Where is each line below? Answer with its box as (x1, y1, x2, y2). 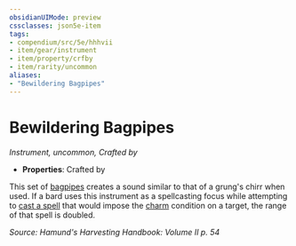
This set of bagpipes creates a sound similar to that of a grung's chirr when (9, 181, 285, 192)
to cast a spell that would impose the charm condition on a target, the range (9, 200, 287, 210)
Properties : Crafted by (21, 163, 106, 174)
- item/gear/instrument (9, 46, 98, 55)
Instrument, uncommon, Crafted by (9, 147, 138, 157)
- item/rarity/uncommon (9, 63, 98, 72)
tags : (9, 29, 29, 38)
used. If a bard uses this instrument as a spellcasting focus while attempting (9, 190, 288, 201)
